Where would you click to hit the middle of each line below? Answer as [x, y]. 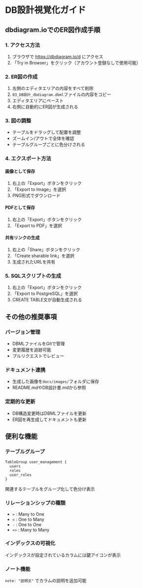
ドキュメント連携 [25, 370]
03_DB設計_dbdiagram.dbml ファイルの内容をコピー [62, 94]
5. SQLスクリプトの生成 [33, 276]
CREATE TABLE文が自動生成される [47, 300]
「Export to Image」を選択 [39, 189]
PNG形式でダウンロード [36, 195]
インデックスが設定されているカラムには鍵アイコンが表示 [63, 555]
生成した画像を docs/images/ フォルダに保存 [56, 382]
